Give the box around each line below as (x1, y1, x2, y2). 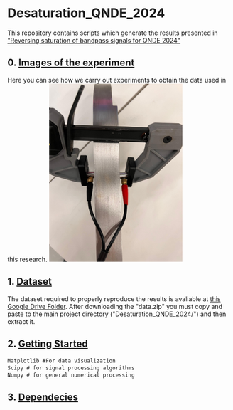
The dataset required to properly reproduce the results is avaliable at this (7, 294, 221, 303)
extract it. (7, 317, 36, 325)
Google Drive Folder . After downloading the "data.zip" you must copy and (7, 302, 222, 310)
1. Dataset (7, 275, 52, 288)
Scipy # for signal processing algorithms (7, 364, 135, 372)
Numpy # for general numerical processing (7, 372, 135, 379)
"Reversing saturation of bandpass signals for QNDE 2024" (7, 36, 181, 44)
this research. (7, 255, 48, 263)
